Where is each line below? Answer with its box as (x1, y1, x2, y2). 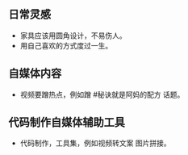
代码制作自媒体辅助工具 (8, 115, 125, 129)
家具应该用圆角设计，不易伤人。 (19, 31, 127, 40)
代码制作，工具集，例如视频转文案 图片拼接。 (19, 138, 171, 148)
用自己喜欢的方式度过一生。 (19, 40, 113, 50)
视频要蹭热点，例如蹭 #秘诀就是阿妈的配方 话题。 (19, 90, 185, 99)
